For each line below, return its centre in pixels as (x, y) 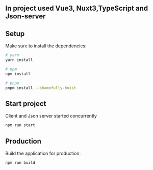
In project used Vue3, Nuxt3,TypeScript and (77, 8)
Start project (26, 104)
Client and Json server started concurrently (51, 116)
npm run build (20, 162)
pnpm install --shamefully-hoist (41, 88)
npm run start (20, 125)
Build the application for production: (43, 153)
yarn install (19, 60)
